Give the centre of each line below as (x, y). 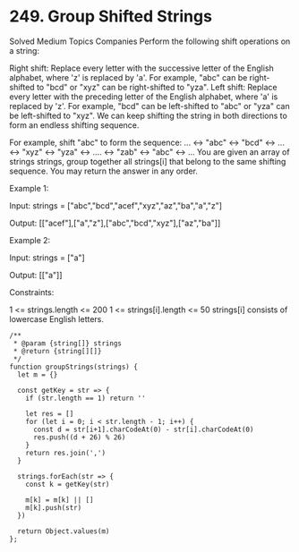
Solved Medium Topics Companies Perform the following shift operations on (150, 41)
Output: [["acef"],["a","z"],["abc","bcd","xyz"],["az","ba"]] (115, 223)
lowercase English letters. (57, 318)
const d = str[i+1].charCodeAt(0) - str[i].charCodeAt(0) (143, 429)
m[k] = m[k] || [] (60, 500)
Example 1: (29, 188)
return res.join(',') (65, 453)
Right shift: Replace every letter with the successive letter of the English (142, 68)
